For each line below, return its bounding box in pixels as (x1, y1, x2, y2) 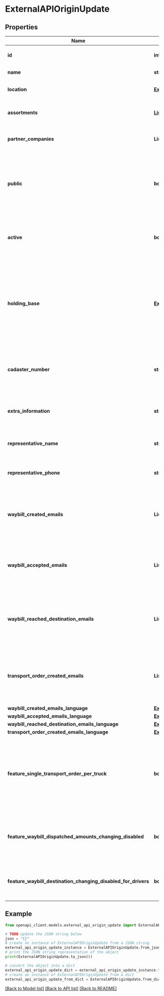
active (7, 234, 22, 241)
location (7, 86, 27, 92)
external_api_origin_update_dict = (5, 968, 78, 973)
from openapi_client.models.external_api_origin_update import (5, 923, 137, 928)
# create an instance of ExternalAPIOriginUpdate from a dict (5, 972, 134, 977)
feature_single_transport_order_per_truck (7, 770, 107, 777)
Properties (5, 23, 38, 31)
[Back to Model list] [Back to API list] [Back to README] (5, 986, 117, 992)
